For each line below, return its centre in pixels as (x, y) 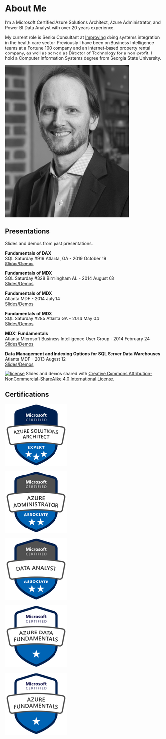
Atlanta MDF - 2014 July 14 (33, 298)
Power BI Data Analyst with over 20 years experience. (60, 27)
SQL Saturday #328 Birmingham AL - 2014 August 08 (60, 278)
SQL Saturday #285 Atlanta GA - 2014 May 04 (52, 318)
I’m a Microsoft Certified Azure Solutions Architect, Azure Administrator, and (83, 22)
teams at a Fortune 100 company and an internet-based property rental (78, 48)
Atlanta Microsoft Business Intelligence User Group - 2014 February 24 (78, 339)
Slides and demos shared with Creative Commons (77, 373)
